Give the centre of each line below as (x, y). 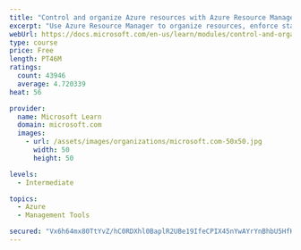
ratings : (26, 68)
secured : (26, 232)
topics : (24, 199)
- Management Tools (54, 215)
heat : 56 (26, 92)
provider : (28, 108)
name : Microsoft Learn (60, 117)
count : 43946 (42, 76)
